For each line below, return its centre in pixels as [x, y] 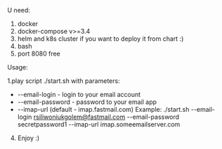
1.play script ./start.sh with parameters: [64, 81]
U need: [19, 10]
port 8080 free [39, 53]
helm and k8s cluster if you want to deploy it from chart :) [100, 39]
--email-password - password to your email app [87, 102]
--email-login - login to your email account [79, 95]
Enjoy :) [28, 138]
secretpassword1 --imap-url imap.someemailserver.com [99, 124]
